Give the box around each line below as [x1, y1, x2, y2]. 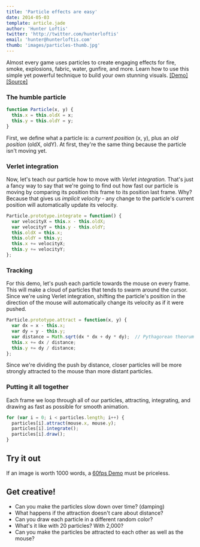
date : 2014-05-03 [6, 14, 50, 20]
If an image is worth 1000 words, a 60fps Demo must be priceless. [6, 469, 170, 477]
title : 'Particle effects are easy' [6, 8, 98, 15]
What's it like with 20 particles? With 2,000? [14, 522, 124, 529]
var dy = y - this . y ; [11, 328, 66, 334]
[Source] [6, 78, 28, 85]
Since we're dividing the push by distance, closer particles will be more [6, 361, 182, 368]
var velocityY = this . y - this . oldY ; [11, 224, 106, 230]
